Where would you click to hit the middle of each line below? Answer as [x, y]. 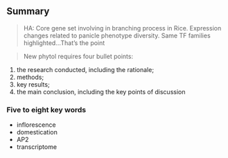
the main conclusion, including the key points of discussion [101, 91]
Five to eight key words [46, 109]
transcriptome [36, 147]
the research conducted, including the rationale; [85, 69]
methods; [30, 77]
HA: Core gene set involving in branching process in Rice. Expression [122, 28]
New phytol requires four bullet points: [78, 56]
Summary [28, 11]
